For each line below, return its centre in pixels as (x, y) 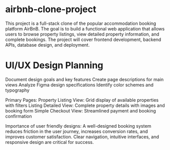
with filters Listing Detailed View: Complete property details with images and (85, 105)
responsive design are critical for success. (49, 142)
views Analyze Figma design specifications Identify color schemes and (79, 85)
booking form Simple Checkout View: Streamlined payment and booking (81, 110)
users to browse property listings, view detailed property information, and (82, 34)
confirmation (19, 116)
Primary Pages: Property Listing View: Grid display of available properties (82, 100)
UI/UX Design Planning (54, 66)
